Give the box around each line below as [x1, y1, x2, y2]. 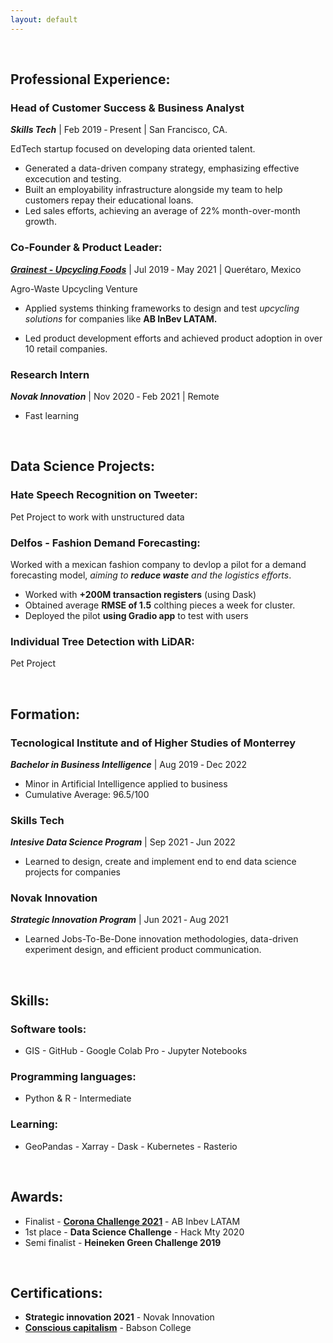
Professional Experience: [10, 71, 171, 88]
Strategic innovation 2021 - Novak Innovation [24, 1311, 215, 1323]
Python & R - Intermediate [24, 1092, 132, 1105]
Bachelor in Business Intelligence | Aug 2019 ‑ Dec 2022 [10, 758, 248, 770]
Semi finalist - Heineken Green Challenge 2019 [24, 1236, 222, 1248]
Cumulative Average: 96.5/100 [24, 788, 150, 800]
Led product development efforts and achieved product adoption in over [24, 332, 323, 344]
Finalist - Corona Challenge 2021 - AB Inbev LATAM [24, 1215, 241, 1227]
